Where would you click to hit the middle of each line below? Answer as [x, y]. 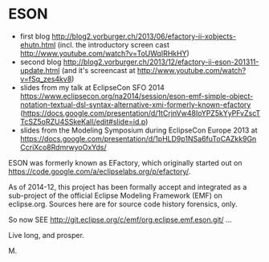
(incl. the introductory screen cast [114, 44]
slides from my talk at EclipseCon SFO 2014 [92, 87]
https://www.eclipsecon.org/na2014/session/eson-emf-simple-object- [137, 96]
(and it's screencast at [98, 70]
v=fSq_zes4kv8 [46, 79]
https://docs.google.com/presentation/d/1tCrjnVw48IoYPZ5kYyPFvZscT [142, 113]
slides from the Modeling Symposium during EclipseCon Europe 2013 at [139, 130]
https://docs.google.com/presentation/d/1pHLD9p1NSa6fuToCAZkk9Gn [138, 138]
